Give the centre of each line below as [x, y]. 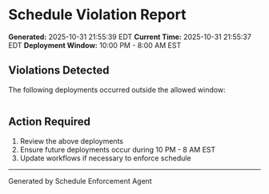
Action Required [49, 122]
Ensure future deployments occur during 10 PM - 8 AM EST [118, 149]
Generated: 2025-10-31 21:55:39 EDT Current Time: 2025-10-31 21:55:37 [130, 37]
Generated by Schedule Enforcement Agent [80, 180]
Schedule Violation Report [97, 15]
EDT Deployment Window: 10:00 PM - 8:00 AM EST [95, 45]
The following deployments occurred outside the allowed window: [117, 89]
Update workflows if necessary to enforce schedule [105, 158]
